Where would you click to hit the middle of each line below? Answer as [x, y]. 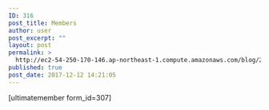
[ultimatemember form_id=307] [60, 97]
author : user [30, 30]
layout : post [30, 45]
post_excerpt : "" [37, 38]
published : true [35, 68]
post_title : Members [43, 23]
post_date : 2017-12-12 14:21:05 [62, 75]
